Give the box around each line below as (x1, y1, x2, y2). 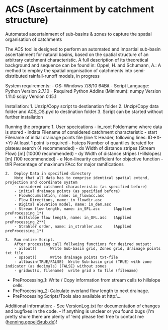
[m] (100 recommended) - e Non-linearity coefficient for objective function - (5, 155, 163, 162)
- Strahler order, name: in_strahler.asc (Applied (14, 224, 132, 229)
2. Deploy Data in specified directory (5, 171, 92, 176)
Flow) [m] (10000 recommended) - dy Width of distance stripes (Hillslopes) (5, 150, 161, 156)
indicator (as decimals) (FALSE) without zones (5, 263, 107, 268)
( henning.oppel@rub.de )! (5, 319, 57, 325)
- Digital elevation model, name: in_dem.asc (14, 202, 112, 207)
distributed (5, 73, 28, 79)
